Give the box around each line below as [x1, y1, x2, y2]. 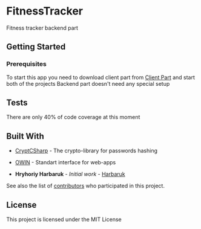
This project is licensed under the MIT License [6, 216, 122, 223]
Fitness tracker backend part [6, 24, 79, 31]
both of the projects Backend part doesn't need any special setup [6, 80, 170, 87]
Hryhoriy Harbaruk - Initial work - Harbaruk [15, 170, 125, 178]
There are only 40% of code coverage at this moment [6, 114, 140, 121]
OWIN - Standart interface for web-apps [15, 159, 116, 166]
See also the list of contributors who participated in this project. [6, 182, 165, 190]
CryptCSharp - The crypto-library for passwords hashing [15, 147, 157, 155]
